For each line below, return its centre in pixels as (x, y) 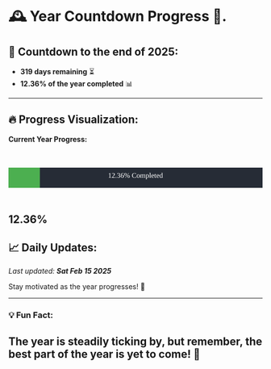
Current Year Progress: (48, 139)
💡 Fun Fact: (31, 315)
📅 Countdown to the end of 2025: (94, 51)
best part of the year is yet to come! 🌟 (104, 354)
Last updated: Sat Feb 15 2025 (60, 271)
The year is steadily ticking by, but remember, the (135, 341)
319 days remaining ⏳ (57, 71)
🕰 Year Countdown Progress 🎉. (118, 17)
